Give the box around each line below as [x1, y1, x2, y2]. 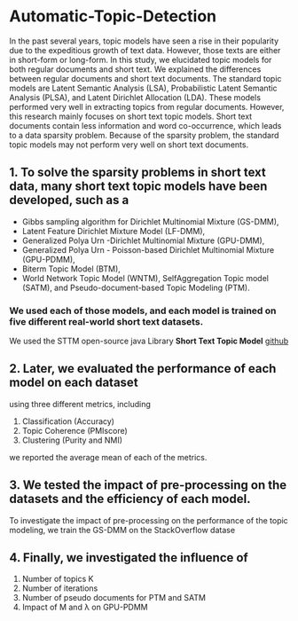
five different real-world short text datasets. [9, 315, 204, 327]
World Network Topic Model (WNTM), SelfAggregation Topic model [21, 272, 269, 283]
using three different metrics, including [9, 398, 151, 409]
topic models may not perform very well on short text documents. [9, 139, 249, 150]
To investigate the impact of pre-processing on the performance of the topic [9, 515, 288, 525]
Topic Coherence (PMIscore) [21, 425, 129, 436]
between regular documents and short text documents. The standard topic [9, 73, 282, 83]
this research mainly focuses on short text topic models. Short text [9, 111, 253, 122]
